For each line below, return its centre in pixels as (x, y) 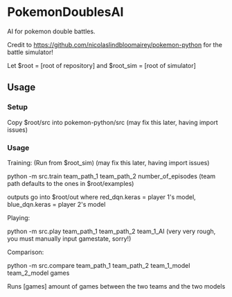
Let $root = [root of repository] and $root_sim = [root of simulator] (101, 65)
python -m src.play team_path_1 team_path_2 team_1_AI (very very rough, (111, 231)
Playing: (19, 218)
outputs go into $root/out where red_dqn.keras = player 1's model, (101, 197)
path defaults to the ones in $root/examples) (71, 183)
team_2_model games (38, 273)
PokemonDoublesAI (65, 12)
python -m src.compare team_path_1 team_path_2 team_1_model (99, 265)
